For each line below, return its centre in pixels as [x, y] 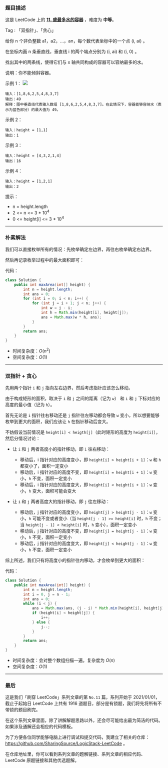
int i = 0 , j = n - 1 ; [47, 594]
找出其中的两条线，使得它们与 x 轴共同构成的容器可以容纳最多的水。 [75, 62]
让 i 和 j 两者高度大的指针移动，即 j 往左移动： [61, 501]
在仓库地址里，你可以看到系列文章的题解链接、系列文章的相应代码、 [75, 754]
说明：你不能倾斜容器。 [29, 73]
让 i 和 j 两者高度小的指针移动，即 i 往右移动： [61, 449]
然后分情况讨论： [23, 438]
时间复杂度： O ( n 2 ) [31, 350]
